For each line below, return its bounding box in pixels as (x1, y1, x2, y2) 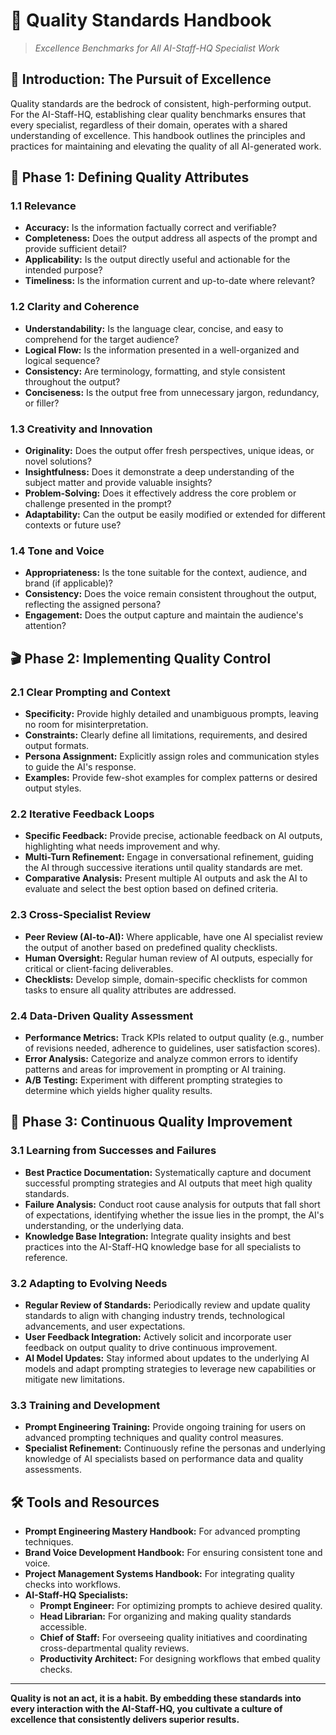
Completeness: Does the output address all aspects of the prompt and (24, 232, 318, 244)
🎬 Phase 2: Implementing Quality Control (10, 650, 272, 667)
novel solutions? (24, 455, 92, 468)
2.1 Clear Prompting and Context (10, 685, 171, 699)
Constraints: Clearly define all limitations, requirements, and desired (24, 729, 308, 741)
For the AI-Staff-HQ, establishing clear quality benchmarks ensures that (10, 108, 306, 120)
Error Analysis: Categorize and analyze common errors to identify (24, 1052, 298, 1064)
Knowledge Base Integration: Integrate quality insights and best (24, 1230, 292, 1242)
